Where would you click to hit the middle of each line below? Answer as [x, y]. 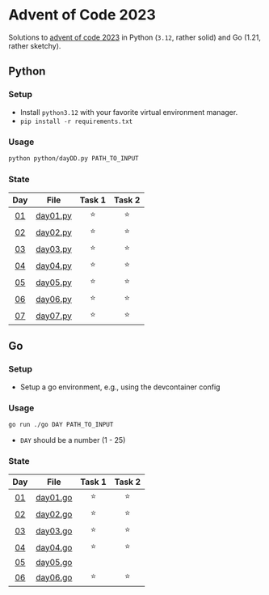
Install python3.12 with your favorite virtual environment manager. [129, 112]
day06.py [54, 299]
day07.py [54, 316]
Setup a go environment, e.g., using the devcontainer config [120, 387]
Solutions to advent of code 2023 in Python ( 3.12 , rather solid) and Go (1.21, [134, 37]
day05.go [54, 563]
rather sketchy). [35, 45]
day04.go [54, 547]
